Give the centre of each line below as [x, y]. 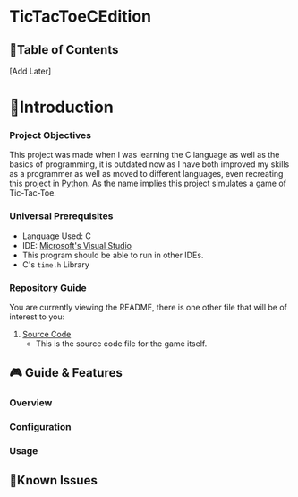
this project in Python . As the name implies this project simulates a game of [148, 183]
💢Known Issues [54, 480]
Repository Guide [48, 287]
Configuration [40, 427]
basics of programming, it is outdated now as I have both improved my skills [149, 164]
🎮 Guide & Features [66, 373]
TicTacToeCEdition [81, 17]
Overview [31, 403]
